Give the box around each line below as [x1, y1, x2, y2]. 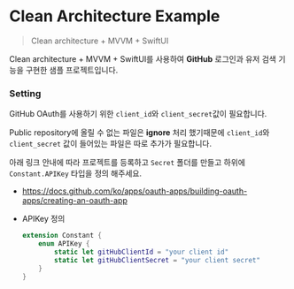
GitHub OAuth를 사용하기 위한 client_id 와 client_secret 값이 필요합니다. [9, 109, 267, 119]
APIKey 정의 [21, 214, 66, 224]
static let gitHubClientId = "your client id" [54, 247, 229, 256]
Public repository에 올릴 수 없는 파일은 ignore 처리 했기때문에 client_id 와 [9, 127, 270, 138]
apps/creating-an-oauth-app [21, 195, 128, 206]
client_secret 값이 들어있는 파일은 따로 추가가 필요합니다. [9, 139, 213, 149]
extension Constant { [21, 232, 102, 240]
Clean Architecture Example [9, 6, 220, 27]
